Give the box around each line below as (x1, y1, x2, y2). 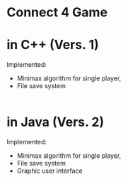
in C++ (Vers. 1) (6, 37, 100, 53)
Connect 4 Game (6, 4, 107, 21)
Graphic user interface (16, 166, 83, 175)
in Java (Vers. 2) (6, 114, 105, 130)
